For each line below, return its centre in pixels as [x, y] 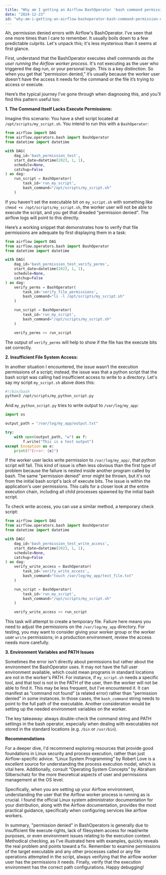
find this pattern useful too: [33, 99]
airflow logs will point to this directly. [42, 218]
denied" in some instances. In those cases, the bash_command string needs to [83, 698]
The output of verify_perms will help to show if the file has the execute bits [81, 342]
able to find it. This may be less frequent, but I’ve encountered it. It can [77, 688]
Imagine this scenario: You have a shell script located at [62, 119]
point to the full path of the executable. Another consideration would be [78, 704]
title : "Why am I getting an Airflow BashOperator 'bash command [74, 10]
